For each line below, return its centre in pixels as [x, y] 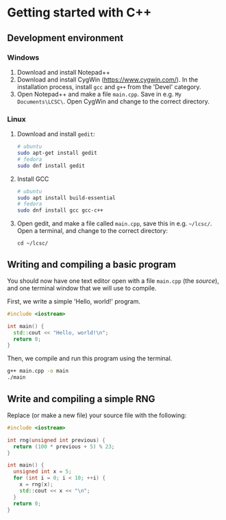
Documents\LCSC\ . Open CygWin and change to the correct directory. [113, 101]
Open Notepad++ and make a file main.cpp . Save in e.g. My [99, 94]
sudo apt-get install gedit [57, 153]
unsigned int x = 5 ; [42, 472]
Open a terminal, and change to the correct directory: [92, 231]
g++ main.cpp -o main [38, 371]
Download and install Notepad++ [64, 72]
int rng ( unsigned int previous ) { [56, 440]
